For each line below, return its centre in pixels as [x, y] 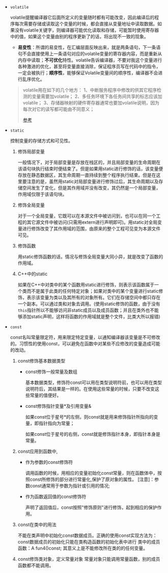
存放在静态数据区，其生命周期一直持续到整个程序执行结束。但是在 [87, 175]
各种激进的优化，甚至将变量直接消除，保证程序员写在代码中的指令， [89, 66]
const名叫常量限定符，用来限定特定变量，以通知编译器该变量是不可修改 [85, 337]
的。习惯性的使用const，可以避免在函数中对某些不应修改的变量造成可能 [85, 344]
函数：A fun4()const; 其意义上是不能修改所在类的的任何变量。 [82, 548]
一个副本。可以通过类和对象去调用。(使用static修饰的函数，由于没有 [89, 304]
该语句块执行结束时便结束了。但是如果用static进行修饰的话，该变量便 [90, 169]
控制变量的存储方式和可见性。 [41, 141]
